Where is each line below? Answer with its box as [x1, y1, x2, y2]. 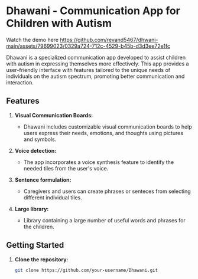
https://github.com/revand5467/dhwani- [60, 36, 158, 43]
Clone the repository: [14, 255, 69, 263]
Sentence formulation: [14, 176, 72, 183]
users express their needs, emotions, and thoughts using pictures [23, 129, 184, 136]
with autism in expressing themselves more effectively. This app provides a [6, 60, 189, 67]
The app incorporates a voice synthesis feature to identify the [23, 158, 174, 166]
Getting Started [6, 240, 64, 250]
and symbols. [23, 136, 57, 143]
